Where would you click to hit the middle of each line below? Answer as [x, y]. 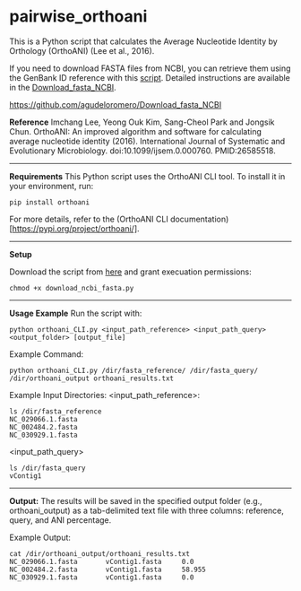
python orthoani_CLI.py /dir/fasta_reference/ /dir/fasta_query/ [133, 370]
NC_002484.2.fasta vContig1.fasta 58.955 [107, 569]
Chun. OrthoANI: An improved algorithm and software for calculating [136, 131]
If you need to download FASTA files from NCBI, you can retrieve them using [150, 68]
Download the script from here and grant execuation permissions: [131, 272]
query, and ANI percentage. [60, 520]
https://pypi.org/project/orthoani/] [74, 228]
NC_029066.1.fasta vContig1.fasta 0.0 [102, 561]
